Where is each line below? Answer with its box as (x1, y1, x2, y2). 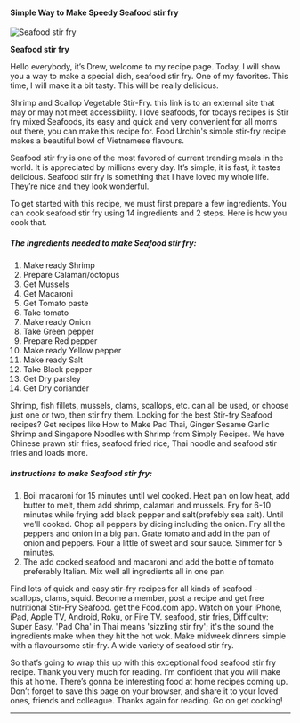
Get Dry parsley (22, 374, 81, 385)
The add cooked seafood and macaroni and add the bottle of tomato (22, 556, 274, 567)
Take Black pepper (22, 364, 93, 375)
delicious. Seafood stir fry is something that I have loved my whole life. (10, 172, 270, 183)
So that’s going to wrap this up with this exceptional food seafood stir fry (10, 657, 277, 668)
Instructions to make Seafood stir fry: (10, 467, 153, 478)
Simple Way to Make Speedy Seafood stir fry (10, 7, 179, 18)
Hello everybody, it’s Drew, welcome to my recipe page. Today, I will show (10, 61, 281, 72)
